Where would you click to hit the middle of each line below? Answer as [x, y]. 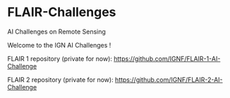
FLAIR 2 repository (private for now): [61, 79]
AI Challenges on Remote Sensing [56, 31]
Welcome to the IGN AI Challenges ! [59, 45]
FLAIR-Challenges [62, 12]
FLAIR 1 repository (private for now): [60, 58]
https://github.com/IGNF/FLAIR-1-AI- [167, 58]
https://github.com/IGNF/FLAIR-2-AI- [169, 79]
